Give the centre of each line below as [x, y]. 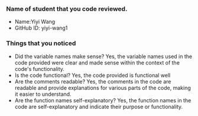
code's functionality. [40, 69]
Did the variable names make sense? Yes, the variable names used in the [103, 56]
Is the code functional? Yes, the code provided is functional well [92, 75]
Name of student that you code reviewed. [67, 9]
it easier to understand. [43, 94]
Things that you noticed [41, 43]
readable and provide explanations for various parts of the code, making [103, 88]
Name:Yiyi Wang [35, 22]
